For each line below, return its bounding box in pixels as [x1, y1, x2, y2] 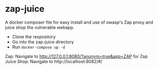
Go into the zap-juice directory [12, 39, 74, 44]
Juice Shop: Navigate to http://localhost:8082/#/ [5, 58, 102, 64]
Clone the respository [12, 34, 56, 40]
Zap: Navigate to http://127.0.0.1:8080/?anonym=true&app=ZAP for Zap [5, 53, 148, 59]
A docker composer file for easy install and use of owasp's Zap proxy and [5, 19, 154, 25]
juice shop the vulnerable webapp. [5, 24, 75, 30]
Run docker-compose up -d [12, 44, 65, 50]
